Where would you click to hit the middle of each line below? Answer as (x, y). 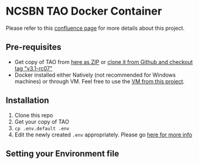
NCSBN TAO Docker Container (84, 11)
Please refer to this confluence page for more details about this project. (95, 28)
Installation (27, 101)
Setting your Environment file (62, 153)
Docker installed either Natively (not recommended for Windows (95, 75)
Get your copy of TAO (42, 121)
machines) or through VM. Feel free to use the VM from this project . (100, 81)
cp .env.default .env (42, 128)
